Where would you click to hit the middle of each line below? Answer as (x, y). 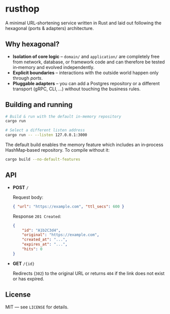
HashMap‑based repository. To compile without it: (58, 150)
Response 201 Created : (37, 216)
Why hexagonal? (32, 44)
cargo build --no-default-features (43, 160)
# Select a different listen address (45, 130)
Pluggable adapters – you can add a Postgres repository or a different (86, 83)
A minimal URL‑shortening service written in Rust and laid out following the (83, 23)
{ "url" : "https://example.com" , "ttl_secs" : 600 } (68, 206)
